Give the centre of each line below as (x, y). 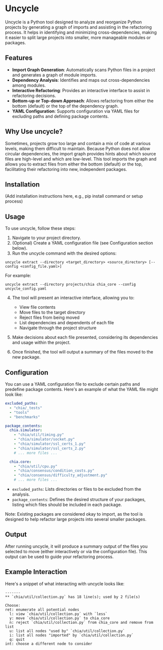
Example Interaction (36, 572)
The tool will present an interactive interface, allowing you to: (73, 298)
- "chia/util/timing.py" (39, 435)
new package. (26, 357)
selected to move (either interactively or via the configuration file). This (76, 551)
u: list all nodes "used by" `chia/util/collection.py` (67, 631)
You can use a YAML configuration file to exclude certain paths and (72, 384)
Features (19, 58)
